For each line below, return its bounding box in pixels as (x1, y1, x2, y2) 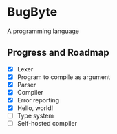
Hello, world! (17, 104, 54, 112)
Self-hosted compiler (17, 120, 78, 128)
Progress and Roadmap (7, 47, 109, 58)
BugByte (7, 4, 58, 20)
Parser (17, 80, 36, 89)
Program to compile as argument (17, 73, 111, 81)
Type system (17, 111, 54, 120)
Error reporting (17, 96, 60, 104)
